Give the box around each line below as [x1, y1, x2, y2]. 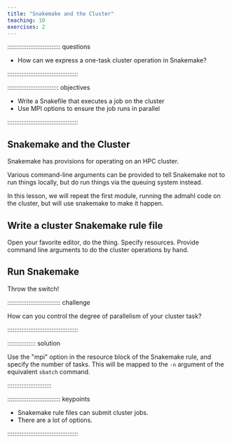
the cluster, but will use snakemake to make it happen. [7, 199, 164, 208]
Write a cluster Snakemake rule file [7, 219, 163, 232]
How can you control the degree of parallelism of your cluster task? [7, 312, 202, 320]
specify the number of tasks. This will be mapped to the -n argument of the [7, 359, 224, 369]
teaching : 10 [7, 17, 46, 24]
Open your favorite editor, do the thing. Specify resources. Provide [7, 238, 200, 246]
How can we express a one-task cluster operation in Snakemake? [17, 56, 207, 65]
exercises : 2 [7, 23, 46, 30]
